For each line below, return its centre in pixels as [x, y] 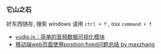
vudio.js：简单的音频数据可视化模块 [60, 37]
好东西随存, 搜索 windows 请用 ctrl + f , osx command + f [79, 24]
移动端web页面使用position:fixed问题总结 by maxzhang [85, 44]
